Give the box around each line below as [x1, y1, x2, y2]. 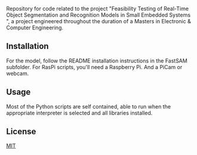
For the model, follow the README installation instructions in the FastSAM [6, 57, 188, 64]
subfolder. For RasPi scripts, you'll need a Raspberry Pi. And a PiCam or [6, 63, 183, 70]
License [6, 126, 36, 137]
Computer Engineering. [6, 24, 64, 31]
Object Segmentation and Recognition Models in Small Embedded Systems [6, 11, 191, 18]
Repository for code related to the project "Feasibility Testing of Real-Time [6, 5, 189, 12]
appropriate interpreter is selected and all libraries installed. [6, 109, 153, 116]
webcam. [6, 70, 29, 77]
